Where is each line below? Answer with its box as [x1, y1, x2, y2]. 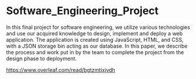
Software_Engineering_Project [6, 4, 159, 18]
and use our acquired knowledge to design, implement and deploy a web [6, 29, 183, 37]
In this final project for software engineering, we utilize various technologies [6, 24, 190, 31]
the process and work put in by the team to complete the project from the [6, 48, 184, 55]
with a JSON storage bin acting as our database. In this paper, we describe [6, 42, 188, 50]
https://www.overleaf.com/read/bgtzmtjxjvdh [6, 66, 116, 73]
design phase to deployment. [6, 55, 77, 62]
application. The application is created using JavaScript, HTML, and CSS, [6, 36, 184, 43]
